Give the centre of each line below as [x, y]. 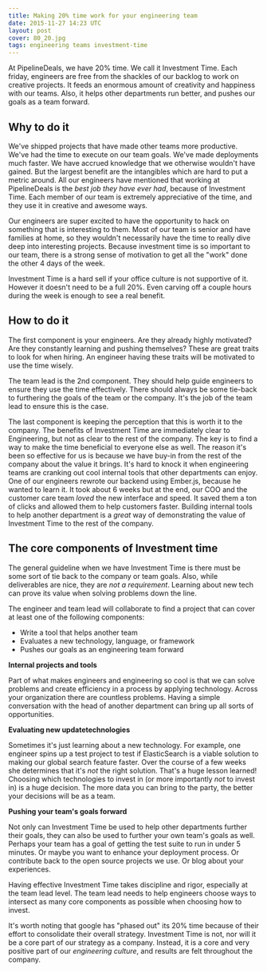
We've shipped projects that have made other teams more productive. [123, 146]
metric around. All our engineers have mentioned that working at [114, 179]
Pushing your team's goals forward [68, 811]
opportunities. [31, 714]
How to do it [39, 321]
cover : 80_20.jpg [37, 38]
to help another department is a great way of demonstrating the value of [127, 514]
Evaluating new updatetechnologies [69, 730]
